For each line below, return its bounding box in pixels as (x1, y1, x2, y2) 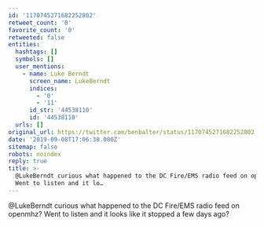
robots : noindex (8, 150, 61, 158)
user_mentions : (15, 63, 65, 71)
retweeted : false (8, 33, 65, 42)
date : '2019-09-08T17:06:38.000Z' (8, 135, 122, 144)
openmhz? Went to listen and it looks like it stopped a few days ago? (8, 209, 229, 218)
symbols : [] (15, 56, 55, 64)
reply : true (8, 158, 47, 166)
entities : (8, 41, 41, 49)
